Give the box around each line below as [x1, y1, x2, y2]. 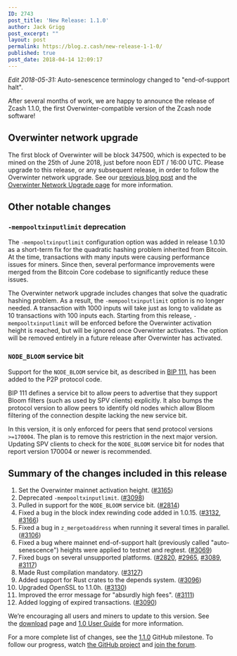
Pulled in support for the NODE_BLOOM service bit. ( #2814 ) [18, 501, 180, 510]
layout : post [8, 37, 46, 44]
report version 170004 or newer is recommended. [8, 447, 152, 455]
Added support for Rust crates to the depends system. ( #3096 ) [18, 576, 202, 584]
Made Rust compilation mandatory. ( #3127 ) [18, 568, 143, 577]
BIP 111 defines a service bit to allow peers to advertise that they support [8, 389, 218, 397]
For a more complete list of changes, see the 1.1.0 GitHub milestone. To [8, 633, 214, 641]
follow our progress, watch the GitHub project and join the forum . [8, 641, 197, 649]
